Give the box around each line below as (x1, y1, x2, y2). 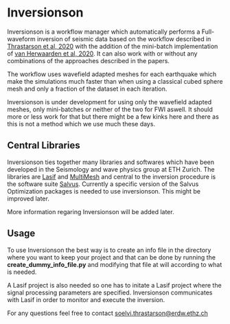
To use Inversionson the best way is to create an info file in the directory (7, 246, 211, 254)
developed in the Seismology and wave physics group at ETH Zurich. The (7, 165, 215, 173)
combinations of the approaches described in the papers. (7, 56, 170, 65)
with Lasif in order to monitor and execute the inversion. (7, 295, 165, 303)
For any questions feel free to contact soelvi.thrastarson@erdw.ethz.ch (7, 309, 208, 317)
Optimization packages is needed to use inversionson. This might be (7, 187, 201, 195)
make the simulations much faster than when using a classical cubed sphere (7, 77, 223, 85)
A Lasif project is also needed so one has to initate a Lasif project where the (7, 281, 222, 289)
